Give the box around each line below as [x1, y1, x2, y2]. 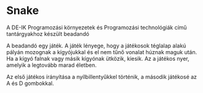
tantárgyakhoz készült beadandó [6, 30, 90, 37]
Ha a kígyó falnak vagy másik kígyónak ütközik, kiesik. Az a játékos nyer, [6, 55, 190, 62]
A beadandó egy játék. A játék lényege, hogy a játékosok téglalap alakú [6, 42, 186, 49]
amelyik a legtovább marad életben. [6, 61, 97, 69]
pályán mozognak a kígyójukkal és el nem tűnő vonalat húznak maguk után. [6, 48, 197, 55]
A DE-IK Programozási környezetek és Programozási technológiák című [6, 24, 187, 31]
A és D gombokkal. [6, 80, 54, 87]
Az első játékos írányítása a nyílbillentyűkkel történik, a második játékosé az [6, 73, 197, 80]
